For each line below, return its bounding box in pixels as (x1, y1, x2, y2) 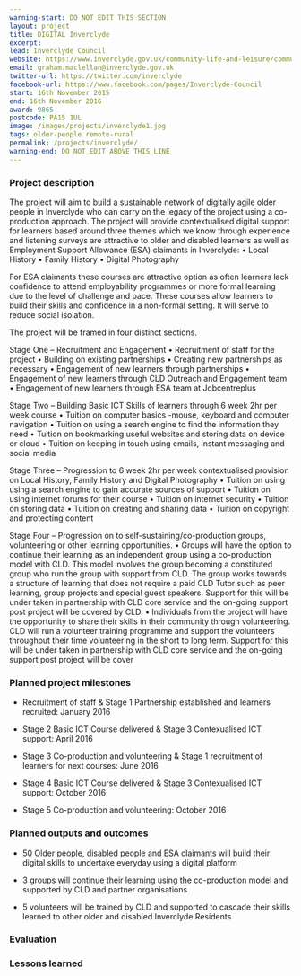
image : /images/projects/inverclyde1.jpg (9, 122, 167, 131)
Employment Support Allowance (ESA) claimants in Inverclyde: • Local (9, 244, 269, 255)
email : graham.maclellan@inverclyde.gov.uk (9, 64, 175, 73)
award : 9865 (9, 105, 54, 114)
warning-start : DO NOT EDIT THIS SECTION (9, 13, 167, 22)
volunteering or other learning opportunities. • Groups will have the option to (9, 540, 292, 550)
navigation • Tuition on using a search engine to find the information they (9, 418, 279, 429)
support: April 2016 (21, 734, 94, 744)
